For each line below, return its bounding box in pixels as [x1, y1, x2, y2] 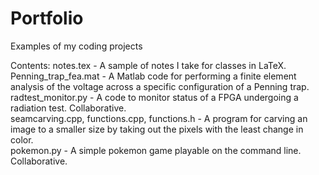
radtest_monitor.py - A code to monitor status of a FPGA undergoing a [10, 91, 299, 103]
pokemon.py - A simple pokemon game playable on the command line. [10, 144, 302, 156]
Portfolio [10, 7, 84, 30]
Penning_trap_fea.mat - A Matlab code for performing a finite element [10, 70, 297, 82]
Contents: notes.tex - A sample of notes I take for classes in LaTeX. [10, 59, 287, 71]
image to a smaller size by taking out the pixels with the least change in [10, 123, 304, 135]
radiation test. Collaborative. [10, 102, 127, 114]
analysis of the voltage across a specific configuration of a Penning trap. [10, 80, 310, 92]
